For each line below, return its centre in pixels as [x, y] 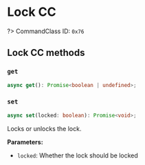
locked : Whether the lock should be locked [78, 155]
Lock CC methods [46, 53]
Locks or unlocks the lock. [44, 128]
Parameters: [25, 142]
